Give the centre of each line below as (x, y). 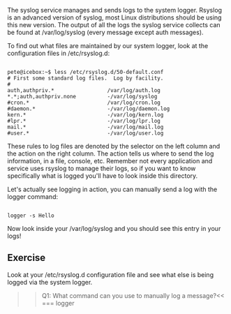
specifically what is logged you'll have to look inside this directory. (103, 176)
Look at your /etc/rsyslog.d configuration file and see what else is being (111, 274)
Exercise (27, 258)
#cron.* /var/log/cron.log (84, 103)
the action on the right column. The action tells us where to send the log (111, 154)
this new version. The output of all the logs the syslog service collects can (114, 25)
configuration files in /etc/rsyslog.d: (59, 53)
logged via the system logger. (50, 282)
